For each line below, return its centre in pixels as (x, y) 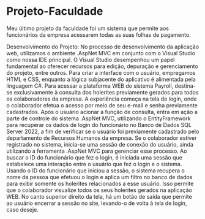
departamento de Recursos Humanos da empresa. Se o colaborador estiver (102, 138)
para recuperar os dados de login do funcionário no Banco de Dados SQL (99, 125)
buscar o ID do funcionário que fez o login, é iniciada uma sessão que (94, 157)
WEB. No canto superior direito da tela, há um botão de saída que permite (99, 196)
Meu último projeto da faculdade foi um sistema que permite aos (88, 28)
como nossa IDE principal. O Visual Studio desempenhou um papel (91, 60)
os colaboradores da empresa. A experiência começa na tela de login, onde (102, 99)
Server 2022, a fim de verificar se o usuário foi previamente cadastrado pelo (103, 131)
